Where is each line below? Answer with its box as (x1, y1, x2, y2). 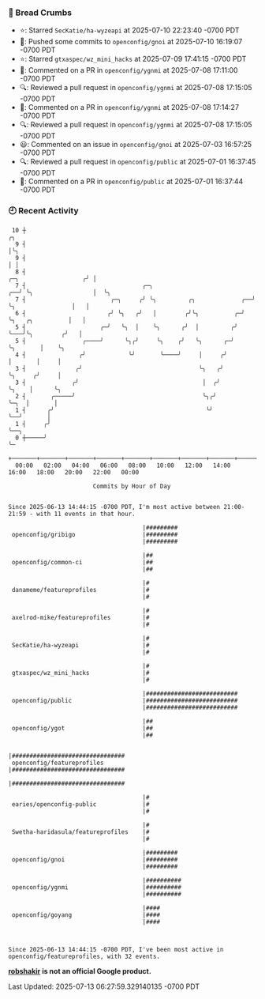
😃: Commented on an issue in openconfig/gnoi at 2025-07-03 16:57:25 (19, 140, 252, 149)
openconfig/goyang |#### (11, 910, 160, 919)
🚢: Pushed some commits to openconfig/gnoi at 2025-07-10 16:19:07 (19, 37, 243, 47)
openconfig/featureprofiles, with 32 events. (8, 952, 160, 960)
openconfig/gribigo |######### (11, 530, 178, 538)
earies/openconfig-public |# (11, 800, 150, 809)
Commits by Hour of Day (92, 482, 171, 490)
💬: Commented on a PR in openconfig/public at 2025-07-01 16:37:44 (19, 177, 244, 187)
